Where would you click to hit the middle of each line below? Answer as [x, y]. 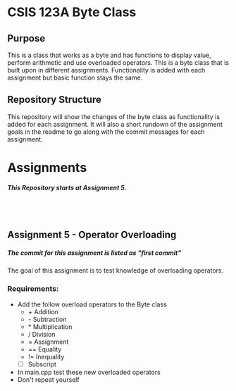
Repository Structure [55, 100]
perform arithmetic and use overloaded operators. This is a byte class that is [118, 63]
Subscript [42, 364]
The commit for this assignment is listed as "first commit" [94, 253]
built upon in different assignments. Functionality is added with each [106, 70]
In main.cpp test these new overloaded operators [89, 372]
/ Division [42, 334]
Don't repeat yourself [48, 379]
